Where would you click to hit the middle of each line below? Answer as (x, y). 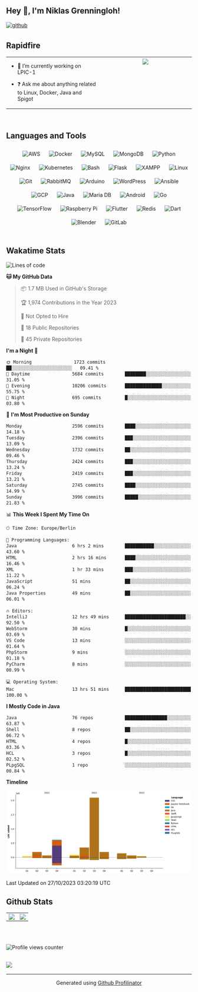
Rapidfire (23, 46)
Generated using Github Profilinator (99, 983)
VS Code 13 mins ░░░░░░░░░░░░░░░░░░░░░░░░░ (99, 640)
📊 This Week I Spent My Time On (48, 514)
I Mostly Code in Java (33, 706)
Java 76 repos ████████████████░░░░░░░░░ (99, 718)
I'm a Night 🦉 (22, 350)
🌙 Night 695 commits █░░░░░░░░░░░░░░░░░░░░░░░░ (99, 398)
